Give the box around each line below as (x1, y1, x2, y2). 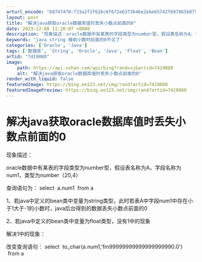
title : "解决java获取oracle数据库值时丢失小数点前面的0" (6, 20, 136, 26)
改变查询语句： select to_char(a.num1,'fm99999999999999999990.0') (6, 243, 183, 250)
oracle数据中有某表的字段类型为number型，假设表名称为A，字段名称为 (6, 164, 182, 171)
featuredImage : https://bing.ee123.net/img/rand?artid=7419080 (6, 82, 168, 88)
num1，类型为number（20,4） (6, 171, 81, 178)
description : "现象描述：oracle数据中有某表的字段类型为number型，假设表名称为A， (6, 31, 195, 37)
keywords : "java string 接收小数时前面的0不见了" (6, 37, 123, 43)
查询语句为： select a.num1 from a (6, 184, 94, 192)
